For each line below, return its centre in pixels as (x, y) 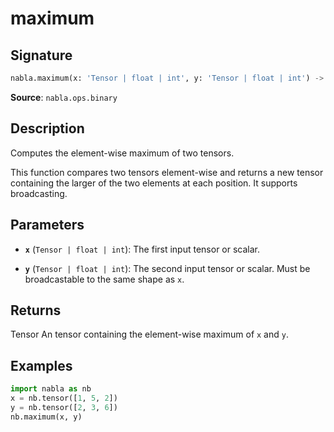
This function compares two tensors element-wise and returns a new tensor (167, 172)
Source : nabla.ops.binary (64, 97)
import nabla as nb (51, 389)
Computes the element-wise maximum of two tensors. (122, 153)
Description (47, 128)
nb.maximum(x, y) (46, 417)
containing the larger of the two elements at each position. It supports (154, 183)
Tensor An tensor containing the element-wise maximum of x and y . (149, 334)
